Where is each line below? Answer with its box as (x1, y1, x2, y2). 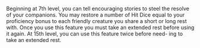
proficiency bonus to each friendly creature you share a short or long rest (6, 18, 187, 24)
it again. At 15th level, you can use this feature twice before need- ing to (6, 30, 183, 37)
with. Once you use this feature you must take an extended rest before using (6, 24, 195, 31)
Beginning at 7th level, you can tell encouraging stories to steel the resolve (6, 5, 190, 12)
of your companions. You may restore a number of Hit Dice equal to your (6, 11, 185, 18)
